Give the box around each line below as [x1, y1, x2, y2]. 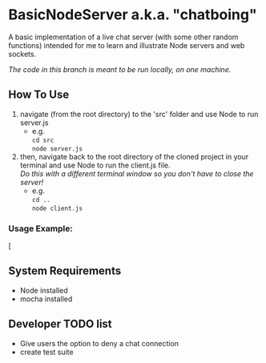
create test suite [19, 347, 74, 357]
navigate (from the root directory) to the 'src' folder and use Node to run [19, 109, 259, 119]
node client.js [31, 204, 83, 212]
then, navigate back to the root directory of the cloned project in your [19, 151, 249, 161]
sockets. [8, 49, 37, 58]
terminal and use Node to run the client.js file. [19, 160, 171, 170]
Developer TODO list [8, 317, 112, 331]
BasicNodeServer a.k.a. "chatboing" [8, 6, 258, 24]
